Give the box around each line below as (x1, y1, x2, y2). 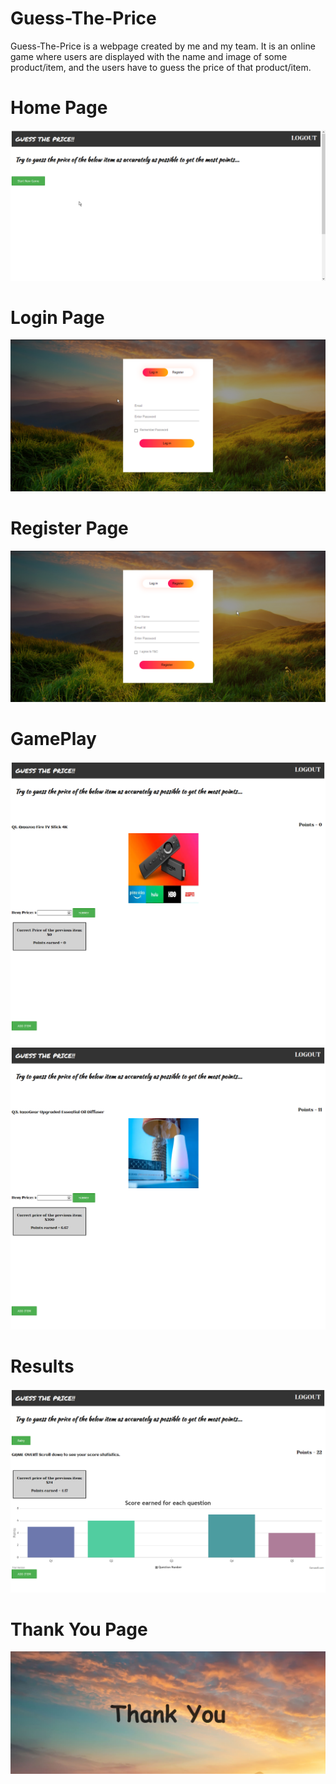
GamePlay (10, 727, 97, 750)
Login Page (10, 306, 105, 329)
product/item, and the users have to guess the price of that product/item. (10, 61, 312, 73)
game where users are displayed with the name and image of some (10, 50, 288, 62)
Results (10, 1355, 75, 1378)
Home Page (10, 97, 108, 119)
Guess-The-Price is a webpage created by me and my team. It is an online (10, 40, 316, 52)
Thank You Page (10, 1618, 148, 1641)
